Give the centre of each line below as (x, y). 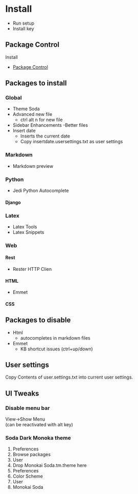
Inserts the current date (45, 136)
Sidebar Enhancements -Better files (50, 125)
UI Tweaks (22, 393)
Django (13, 202)
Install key (23, 28)
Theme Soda (26, 109)
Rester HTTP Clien (32, 269)
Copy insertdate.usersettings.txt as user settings (72, 142)
